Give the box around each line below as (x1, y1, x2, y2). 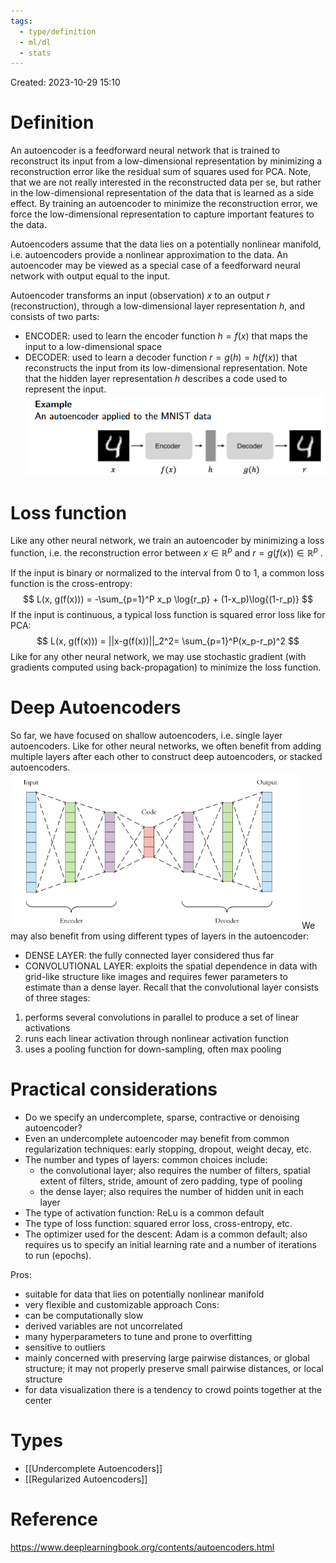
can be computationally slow (24, 1309, 144, 1321)
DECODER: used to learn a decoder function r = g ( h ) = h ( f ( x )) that (24, 351, 298, 364)
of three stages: (24, 991, 91, 1004)
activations (24, 1021, 71, 1034)
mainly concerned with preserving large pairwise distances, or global (24, 1351, 310, 1364)
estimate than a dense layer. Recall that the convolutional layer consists (24, 981, 319, 993)
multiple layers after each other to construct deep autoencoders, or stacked (10, 750, 323, 762)
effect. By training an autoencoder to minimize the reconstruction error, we (10, 198, 318, 210)
